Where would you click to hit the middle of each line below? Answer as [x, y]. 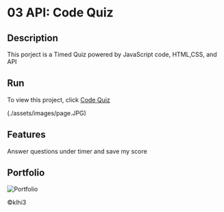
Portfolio [26, 173]
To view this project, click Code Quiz [59, 99]
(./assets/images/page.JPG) [47, 113]
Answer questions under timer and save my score [77, 151]
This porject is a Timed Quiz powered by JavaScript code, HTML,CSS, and [112, 54]
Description [33, 38]
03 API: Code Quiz [61, 13]
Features [26, 135]
